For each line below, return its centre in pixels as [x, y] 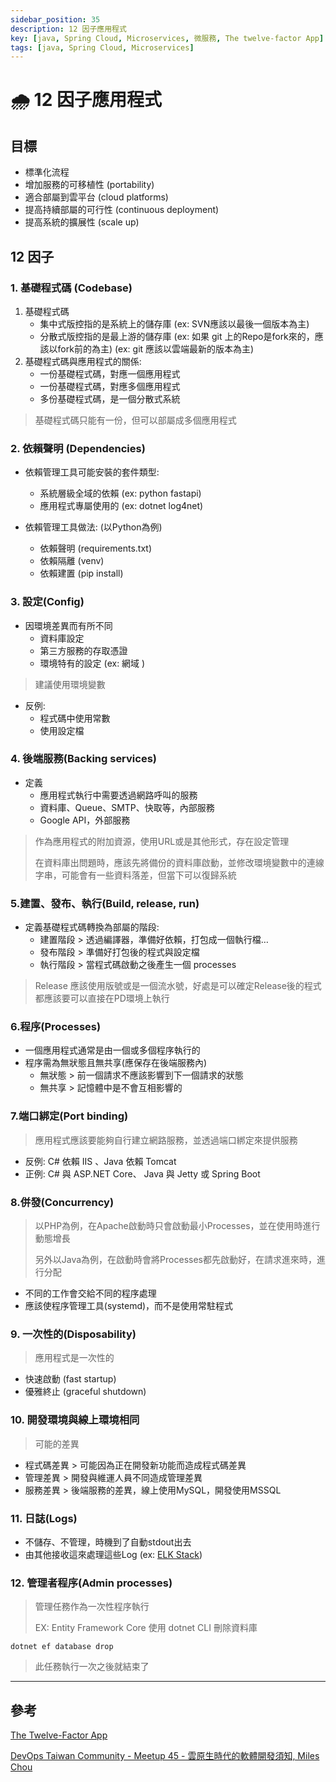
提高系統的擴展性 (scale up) [82, 222]
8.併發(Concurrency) [62, 1202]
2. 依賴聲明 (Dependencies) [78, 448]
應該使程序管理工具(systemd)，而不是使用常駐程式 [129, 1306]
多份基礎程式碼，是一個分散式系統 [110, 398]
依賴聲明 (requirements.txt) [96, 548]
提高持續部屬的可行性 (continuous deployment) [122, 210]
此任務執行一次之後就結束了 [92, 1667]
